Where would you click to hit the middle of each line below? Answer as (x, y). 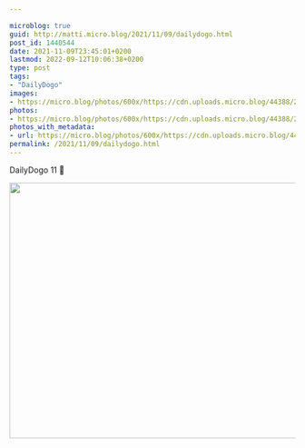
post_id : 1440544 (42, 43)
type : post (30, 68)
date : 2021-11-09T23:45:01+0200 (70, 51)
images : (24, 93)
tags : (20, 77)
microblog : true (40, 25)
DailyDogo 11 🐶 (37, 170)
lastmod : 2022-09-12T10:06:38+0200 (77, 60)
